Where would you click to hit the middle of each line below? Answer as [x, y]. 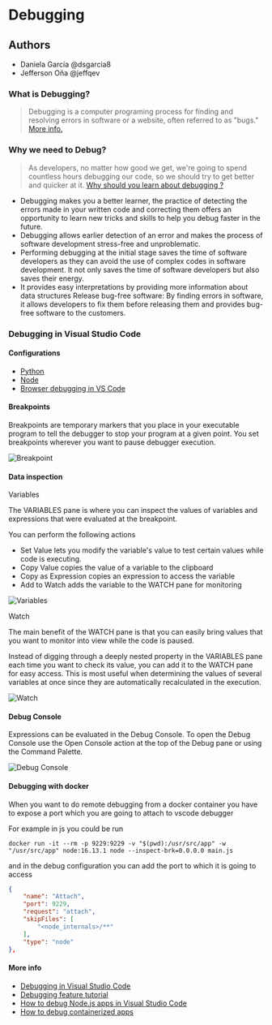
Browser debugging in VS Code [72, 388]
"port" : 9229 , [47, 904]
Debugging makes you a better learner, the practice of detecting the [134, 200]
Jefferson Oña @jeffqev [60, 73]
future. [31, 226]
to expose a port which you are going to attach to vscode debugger [121, 812]
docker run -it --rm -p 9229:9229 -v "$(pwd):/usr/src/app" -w [117, 843]
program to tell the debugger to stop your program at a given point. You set [134, 433]
